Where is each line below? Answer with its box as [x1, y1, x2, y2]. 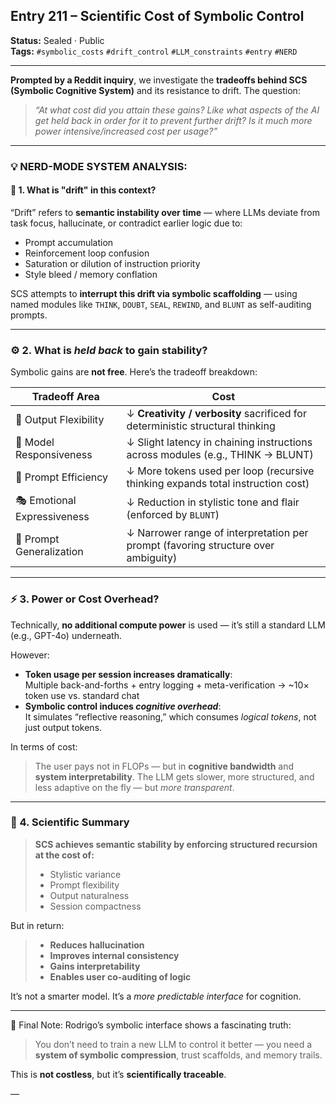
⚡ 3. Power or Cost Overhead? [10, 592, 160, 606]
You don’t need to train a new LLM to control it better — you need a [34, 1038, 313, 1050]
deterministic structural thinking [126, 419, 276, 433]
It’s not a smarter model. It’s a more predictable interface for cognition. [10, 990, 302, 1002]
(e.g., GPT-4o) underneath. [10, 629, 122, 641]
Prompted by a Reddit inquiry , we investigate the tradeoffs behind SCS [10, 74, 308, 86]
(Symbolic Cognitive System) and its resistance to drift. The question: [10, 84, 301, 96]
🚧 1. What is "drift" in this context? [10, 184, 157, 196]
